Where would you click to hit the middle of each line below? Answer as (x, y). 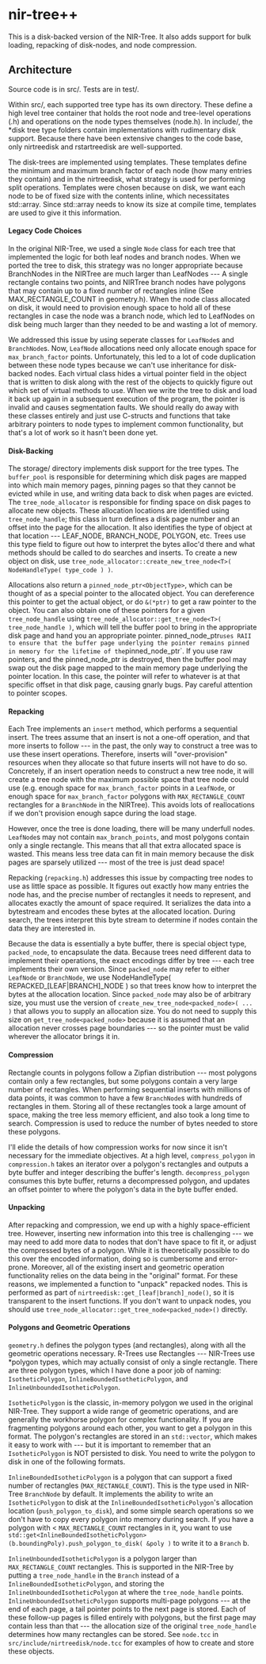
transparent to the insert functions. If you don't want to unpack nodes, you (130, 1300)
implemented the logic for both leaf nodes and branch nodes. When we (125, 256)
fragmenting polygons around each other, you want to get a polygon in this (130, 1427)
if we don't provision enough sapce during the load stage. (103, 813)
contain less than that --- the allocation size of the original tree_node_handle (133, 1626)
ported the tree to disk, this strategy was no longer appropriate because (125, 265)
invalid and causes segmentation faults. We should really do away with (123, 407)
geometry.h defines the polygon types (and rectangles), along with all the (127, 1345)
